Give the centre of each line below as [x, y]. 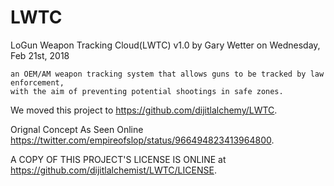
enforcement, [37, 82]
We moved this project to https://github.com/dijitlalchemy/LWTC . [144, 110]
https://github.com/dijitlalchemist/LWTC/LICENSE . [113, 170]
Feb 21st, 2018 [40, 55]
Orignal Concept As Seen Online [77, 129]
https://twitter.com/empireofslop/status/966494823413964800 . [142, 140]
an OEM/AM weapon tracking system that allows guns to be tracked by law [167, 74]
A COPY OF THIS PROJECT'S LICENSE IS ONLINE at [118, 159]
